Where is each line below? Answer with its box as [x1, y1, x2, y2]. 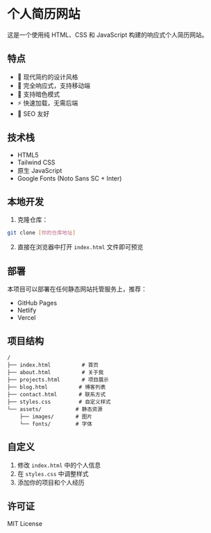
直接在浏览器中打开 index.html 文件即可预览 [17, 243, 144, 251]
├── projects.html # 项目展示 [7, 376, 109, 383]
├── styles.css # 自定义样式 [7, 398, 111, 405]
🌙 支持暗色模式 [17, 90, 60, 98]
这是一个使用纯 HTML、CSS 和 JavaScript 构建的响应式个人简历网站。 [7, 31, 208, 39]
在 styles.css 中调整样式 [17, 469, 89, 477]
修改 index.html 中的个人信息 [17, 461, 101, 469]
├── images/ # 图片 [19, 413, 92, 420]
